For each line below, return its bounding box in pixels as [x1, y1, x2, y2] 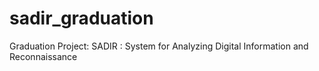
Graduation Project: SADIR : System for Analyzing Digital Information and [9, 40, 309, 52]
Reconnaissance [9, 50, 78, 62]
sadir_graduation [9, 7, 154, 30]
